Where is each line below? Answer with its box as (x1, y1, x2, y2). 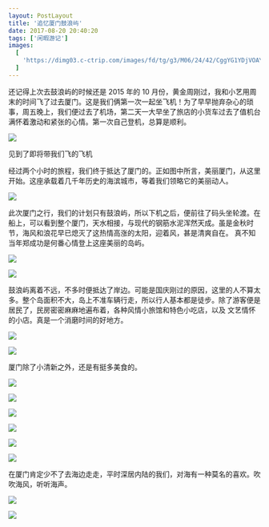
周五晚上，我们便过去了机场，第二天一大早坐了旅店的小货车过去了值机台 (22, 107, 261, 116)
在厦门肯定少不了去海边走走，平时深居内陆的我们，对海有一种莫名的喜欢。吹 (8, 469, 261, 479)
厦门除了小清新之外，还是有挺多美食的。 (8, 362, 142, 372)
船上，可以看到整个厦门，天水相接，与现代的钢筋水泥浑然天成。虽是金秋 (8, 218, 247, 227)
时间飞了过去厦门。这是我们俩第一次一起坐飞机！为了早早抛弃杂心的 (22, 97, 247, 107)
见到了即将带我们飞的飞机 (8, 149, 93, 159)
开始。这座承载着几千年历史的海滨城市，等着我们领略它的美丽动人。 (8, 175, 233, 185)
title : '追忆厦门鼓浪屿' (8, 19, 82, 27)
